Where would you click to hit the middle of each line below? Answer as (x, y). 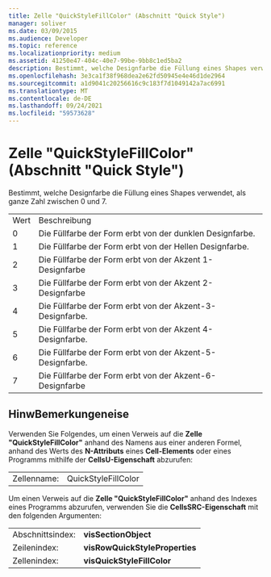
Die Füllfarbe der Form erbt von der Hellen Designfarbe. (144, 246)
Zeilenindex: (35, 547)
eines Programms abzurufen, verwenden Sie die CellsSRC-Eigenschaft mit (133, 507)
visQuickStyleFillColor (127, 560)
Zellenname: (35, 479)
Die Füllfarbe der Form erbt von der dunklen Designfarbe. (147, 233)
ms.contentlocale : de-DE (50, 98)
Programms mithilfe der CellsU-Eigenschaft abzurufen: (101, 459)
